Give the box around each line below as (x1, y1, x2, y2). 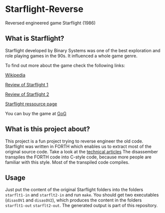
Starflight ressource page (5, 101, 57, 107)
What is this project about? (5, 125, 90, 134)
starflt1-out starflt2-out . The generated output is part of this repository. (5, 203, 158, 209)
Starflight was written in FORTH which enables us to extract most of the (5, 143, 152, 149)
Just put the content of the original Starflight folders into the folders (5, 187, 144, 193)
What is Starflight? (5, 34, 64, 43)
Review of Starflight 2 (5, 91, 50, 97)
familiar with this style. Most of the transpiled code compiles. (5, 159, 130, 165)
